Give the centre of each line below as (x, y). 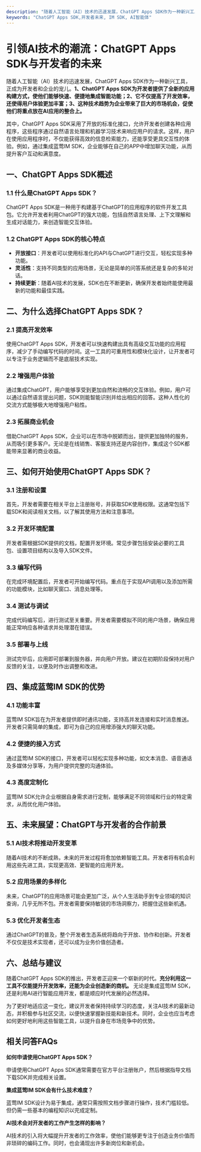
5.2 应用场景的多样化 (36, 882)
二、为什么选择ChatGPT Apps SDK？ (75, 311)
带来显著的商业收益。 (37, 451)
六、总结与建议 (34, 963)
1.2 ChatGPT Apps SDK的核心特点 (56, 239)
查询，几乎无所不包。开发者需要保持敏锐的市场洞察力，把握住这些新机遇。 (98, 903)
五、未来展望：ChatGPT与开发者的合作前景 (86, 825)
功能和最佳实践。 (46, 291)
